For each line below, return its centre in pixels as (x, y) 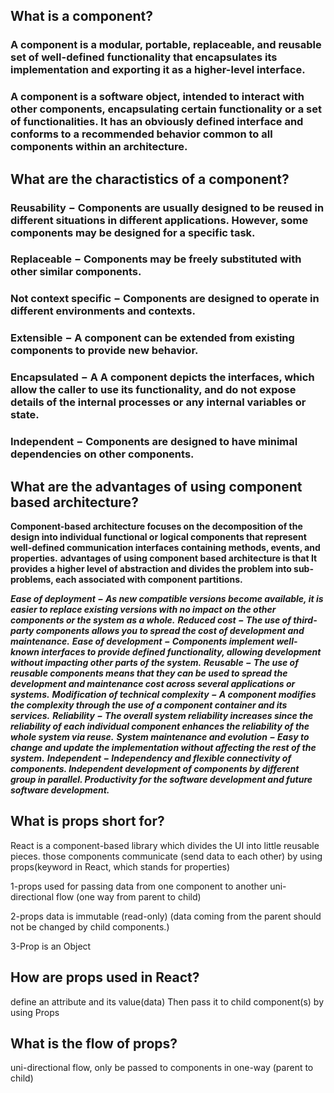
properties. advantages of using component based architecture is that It (164, 558)
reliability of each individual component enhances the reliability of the (160, 726)
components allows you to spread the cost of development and (170, 630)
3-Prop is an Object (51, 946)
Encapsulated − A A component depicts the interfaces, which (162, 377)
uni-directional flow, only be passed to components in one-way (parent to (162, 1068)
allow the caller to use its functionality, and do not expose (153, 390)
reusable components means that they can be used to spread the (149, 673)
